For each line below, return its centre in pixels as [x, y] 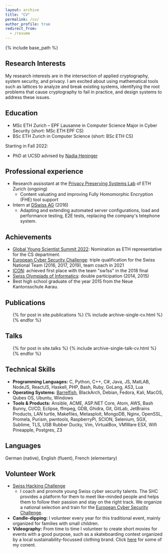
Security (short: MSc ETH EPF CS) [48, 131]
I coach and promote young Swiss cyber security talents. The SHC [89, 491]
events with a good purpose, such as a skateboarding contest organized [87, 534]
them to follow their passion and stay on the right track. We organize [91, 502]
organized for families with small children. [56, 524]
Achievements [28, 237]
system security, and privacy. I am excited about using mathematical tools [82, 81]
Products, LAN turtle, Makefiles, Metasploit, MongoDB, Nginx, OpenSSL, [87, 414]
